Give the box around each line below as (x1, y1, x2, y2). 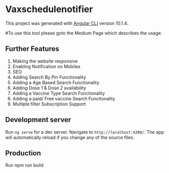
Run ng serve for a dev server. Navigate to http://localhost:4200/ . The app (5, 129, 164, 135)
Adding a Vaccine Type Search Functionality (12, 90, 105, 96)
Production (5, 149, 41, 157)
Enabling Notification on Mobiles (12, 63, 81, 69)
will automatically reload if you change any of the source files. (5, 134, 135, 140)
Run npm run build (5, 162, 44, 168)
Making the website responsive (12, 58, 78, 64)
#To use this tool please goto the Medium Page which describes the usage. (5, 30, 162, 36)
